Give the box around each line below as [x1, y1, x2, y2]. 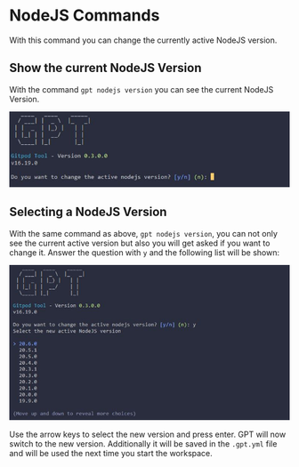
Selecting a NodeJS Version [9, 205, 167, 220]
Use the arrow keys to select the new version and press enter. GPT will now [9, 429, 287, 440]
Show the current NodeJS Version [9, 60, 202, 76]
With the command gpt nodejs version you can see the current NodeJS [9, 84, 274, 94]
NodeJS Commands [9, 5, 160, 26]
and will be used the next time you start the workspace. [9, 448, 214, 459]
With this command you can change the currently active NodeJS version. [9, 35, 278, 45]
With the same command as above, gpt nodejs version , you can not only [9, 228, 279, 238]
